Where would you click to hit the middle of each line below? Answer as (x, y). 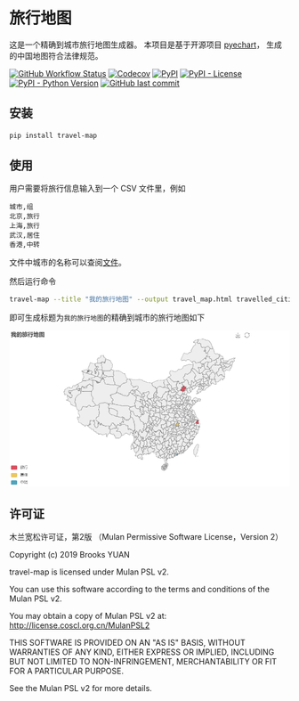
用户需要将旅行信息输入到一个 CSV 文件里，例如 (97, 189)
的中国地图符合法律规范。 (56, 55)
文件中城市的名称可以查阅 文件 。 (68, 263)
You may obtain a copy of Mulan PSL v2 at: (88, 616)
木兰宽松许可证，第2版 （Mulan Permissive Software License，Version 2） (146, 537)
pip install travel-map (53, 135)
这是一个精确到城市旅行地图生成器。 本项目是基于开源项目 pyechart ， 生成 (146, 45)
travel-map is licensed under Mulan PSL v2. (89, 572)
